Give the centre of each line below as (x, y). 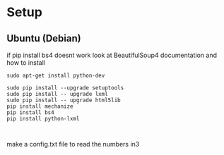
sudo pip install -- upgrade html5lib (64, 100)
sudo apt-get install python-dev (56, 75)
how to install (26, 63)
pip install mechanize (40, 106)
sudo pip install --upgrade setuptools (65, 88)
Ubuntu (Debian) (44, 38)
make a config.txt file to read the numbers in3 (73, 144)
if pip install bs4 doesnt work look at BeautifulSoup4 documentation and (112, 55)
